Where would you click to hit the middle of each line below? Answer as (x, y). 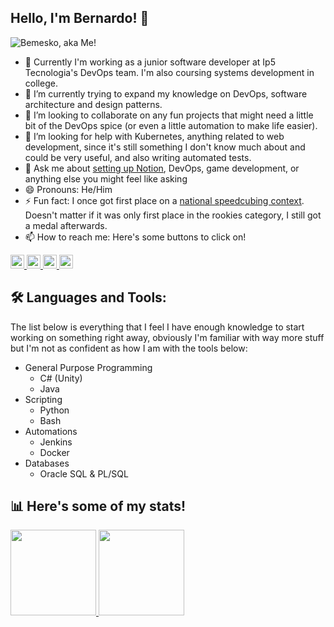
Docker (54, 452)
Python (54, 410)
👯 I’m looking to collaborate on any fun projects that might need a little (169, 115)
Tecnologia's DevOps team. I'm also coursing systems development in (169, 72)
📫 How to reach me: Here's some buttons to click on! (135, 237)
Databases (47, 463)
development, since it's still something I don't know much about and (165, 147)
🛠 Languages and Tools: (88, 297)
